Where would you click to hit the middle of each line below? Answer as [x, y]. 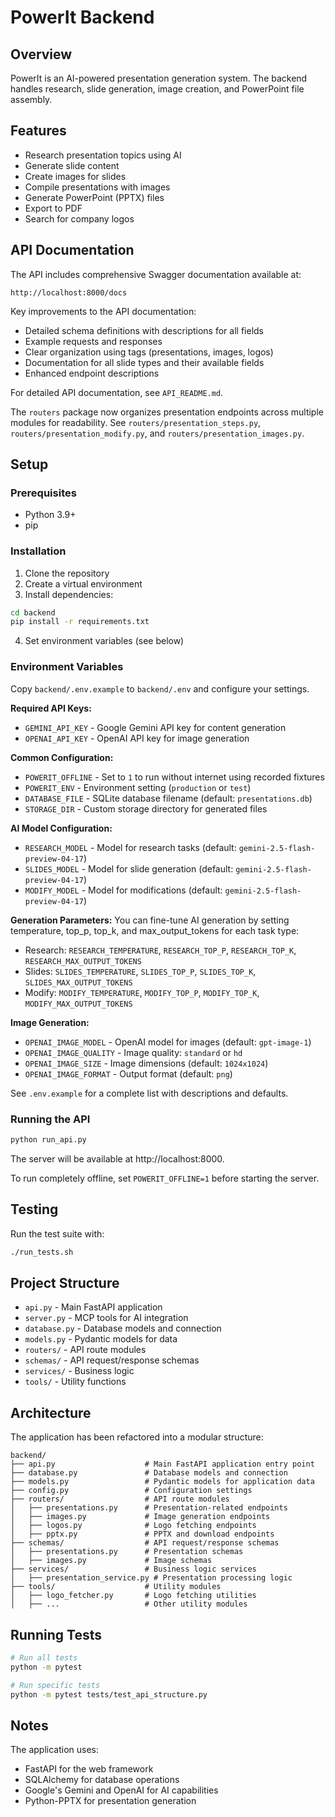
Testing [34, 1209]
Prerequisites [43, 493]
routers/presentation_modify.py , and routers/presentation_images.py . [157, 433]
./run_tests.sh [42, 1252]
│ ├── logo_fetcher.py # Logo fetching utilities [133, 1596]
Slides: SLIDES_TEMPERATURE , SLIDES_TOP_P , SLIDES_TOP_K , [140, 971]
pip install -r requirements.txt [80, 622]
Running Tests [56, 1634]
